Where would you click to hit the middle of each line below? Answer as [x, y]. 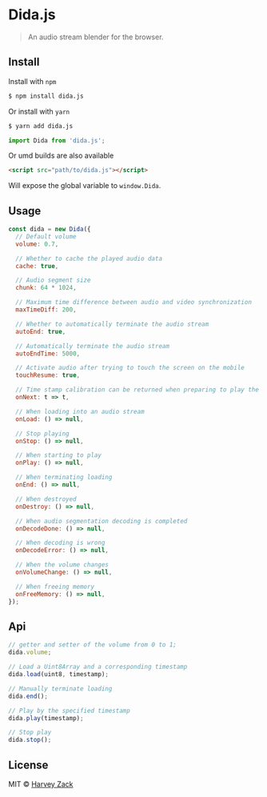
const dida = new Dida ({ [50, 230]
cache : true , [37, 266]
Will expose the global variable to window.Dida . [85, 186]
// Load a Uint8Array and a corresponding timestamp [98, 667]
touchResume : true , [48, 375]
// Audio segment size [53, 280]
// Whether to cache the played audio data [89, 258]
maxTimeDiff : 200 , [46, 310]
